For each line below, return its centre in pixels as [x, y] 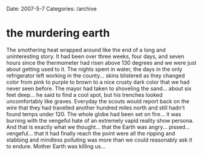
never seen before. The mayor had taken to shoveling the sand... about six [99, 88]
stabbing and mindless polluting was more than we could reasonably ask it [99, 140]
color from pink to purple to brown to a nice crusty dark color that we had [98, 82]
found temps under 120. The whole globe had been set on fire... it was [94, 114]
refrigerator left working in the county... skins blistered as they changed [96, 76]
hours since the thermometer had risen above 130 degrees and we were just [101, 62]
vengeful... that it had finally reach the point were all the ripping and [91, 133]
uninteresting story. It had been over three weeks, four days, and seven [95, 56]
